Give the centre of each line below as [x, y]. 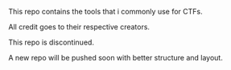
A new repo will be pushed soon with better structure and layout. [115, 58]
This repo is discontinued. [52, 42]
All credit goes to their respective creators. [79, 27]
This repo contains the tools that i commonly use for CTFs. [105, 12]
